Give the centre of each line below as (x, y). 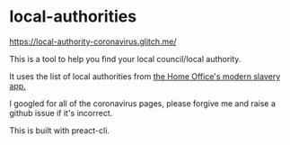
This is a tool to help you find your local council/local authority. (125, 59)
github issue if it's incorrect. (61, 113)
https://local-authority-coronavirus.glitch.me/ (93, 41)
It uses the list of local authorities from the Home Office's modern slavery (145, 76)
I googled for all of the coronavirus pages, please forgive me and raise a (143, 103)
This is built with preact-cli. (60, 130)
